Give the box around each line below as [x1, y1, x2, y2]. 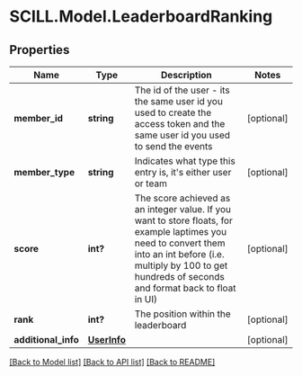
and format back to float [134, 282, 236, 294]
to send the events [134, 140, 213, 152]
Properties [9, 42, 70, 58]
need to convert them [134, 237, 226, 249]
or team [134, 177, 168, 190]
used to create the [134, 106, 212, 119]
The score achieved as [134, 192, 231, 204]
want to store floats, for [134, 214, 234, 227]
